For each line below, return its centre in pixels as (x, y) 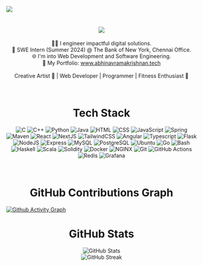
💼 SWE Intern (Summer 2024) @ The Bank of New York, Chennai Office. (101, 50)
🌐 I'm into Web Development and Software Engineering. (101, 56)
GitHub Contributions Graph (101, 193)
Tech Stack (101, 113)
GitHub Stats (101, 234)
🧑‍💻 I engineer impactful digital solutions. (101, 43)
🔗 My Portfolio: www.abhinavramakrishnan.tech (101, 63)
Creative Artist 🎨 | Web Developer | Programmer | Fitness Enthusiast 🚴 (101, 76)
